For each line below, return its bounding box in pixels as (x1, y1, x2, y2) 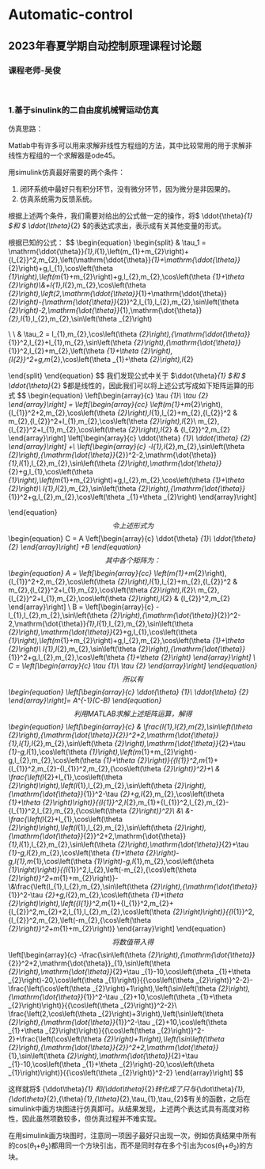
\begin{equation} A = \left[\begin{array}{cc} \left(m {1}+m (8, 569, 195, 578)
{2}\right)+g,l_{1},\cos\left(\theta (8, 264, 113, 273)
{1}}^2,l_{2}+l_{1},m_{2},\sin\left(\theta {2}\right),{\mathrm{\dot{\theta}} (8, 338, 241, 348)
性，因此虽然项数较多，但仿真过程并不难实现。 (8, 1114, 161, 1124)
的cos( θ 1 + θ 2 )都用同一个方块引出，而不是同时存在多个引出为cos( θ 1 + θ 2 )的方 (8, 1140, 254, 1152)
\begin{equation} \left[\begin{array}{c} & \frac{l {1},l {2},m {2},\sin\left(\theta (8, 722, 253, 732)
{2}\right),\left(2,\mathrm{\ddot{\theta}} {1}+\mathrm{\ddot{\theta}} (8, 289, 228, 299)
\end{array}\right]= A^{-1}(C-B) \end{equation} (8, 695, 162, 706)
